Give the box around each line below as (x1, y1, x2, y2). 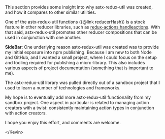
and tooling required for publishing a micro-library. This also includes (5, 60, 145, 65)
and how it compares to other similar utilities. (5, 9, 96, 15)
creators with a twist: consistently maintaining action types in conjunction (5, 105, 154, 111)
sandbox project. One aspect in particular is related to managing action (5, 100, 149, 105)
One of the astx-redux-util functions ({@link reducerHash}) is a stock (5, 19, 145, 25)
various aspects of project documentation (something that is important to (5, 65, 154, 71)
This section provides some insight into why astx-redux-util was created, (5, 4, 153, 10)
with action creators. (5, 110, 47, 116)
